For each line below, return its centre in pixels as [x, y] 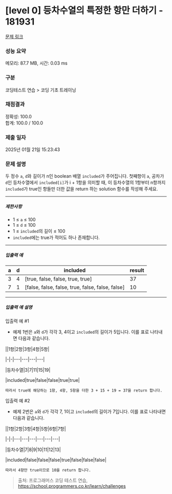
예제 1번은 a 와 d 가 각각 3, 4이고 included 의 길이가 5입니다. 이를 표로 [81, 332]
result [137, 270]
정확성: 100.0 [19, 116]
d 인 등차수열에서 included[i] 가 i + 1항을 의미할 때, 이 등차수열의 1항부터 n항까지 [85, 183]
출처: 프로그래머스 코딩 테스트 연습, [53, 480]
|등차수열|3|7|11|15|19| [28, 370]
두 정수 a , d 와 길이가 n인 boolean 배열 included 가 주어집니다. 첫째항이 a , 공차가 [85, 176]
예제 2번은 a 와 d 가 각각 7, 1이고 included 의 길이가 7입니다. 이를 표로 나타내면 [89, 412]
